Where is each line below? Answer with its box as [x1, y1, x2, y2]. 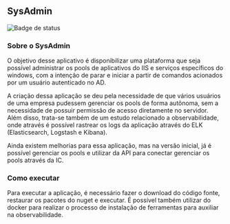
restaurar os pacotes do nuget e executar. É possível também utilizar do [7, 196, 211, 205]
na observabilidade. [7, 211, 63, 219]
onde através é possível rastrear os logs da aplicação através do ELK [7, 121, 203, 129]
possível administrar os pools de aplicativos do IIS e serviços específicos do [7, 64, 224, 72]
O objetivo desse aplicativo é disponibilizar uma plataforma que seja [7, 56, 201, 65]
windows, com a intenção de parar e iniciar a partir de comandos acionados [7, 71, 223, 80]
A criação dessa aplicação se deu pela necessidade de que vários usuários [7, 92, 221, 100]
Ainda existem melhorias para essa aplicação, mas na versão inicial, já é [7, 142, 212, 150]
